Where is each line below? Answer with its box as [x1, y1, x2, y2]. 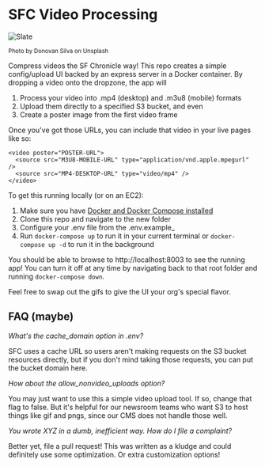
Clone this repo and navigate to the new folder [19, 214, 172, 223]
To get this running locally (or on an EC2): [8, 190, 144, 199]
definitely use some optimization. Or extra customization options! [8, 450, 221, 459]
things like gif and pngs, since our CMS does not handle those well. [8, 410, 228, 420]
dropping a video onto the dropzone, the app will [8, 78, 168, 87]
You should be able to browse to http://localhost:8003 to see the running [8, 255, 245, 264]
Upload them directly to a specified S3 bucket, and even [19, 101, 203, 111]
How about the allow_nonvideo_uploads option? [8, 378, 165, 388]
